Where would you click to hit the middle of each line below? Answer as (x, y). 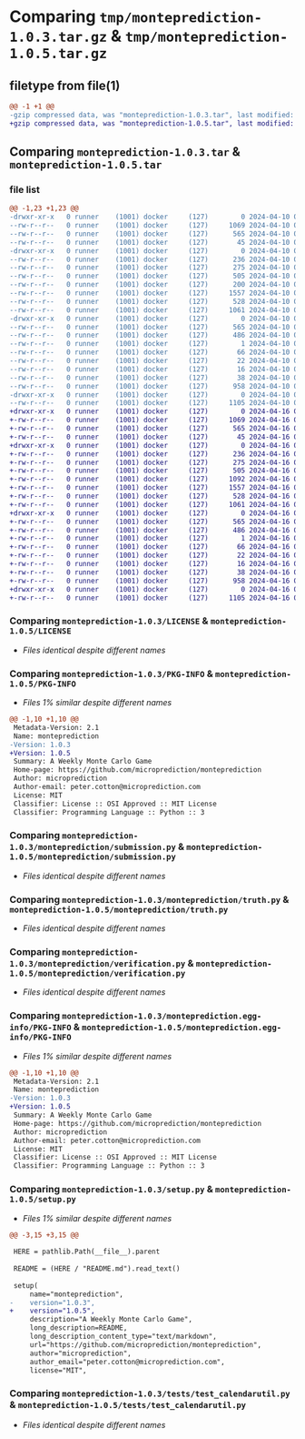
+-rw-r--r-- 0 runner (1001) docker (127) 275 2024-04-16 (150, 462)
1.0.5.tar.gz (58, 54)
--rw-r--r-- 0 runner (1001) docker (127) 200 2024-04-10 (150, 285)
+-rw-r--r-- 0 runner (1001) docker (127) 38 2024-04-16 (150, 572)
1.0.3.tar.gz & (66, 36)
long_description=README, (79, 1328)
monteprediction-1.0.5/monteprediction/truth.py (119, 909)
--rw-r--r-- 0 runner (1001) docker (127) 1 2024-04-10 (150, 344)
